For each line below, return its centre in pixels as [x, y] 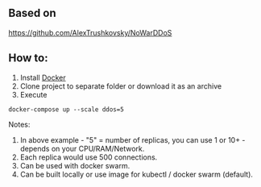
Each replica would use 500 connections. [89, 157]
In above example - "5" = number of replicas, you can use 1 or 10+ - [133, 139]
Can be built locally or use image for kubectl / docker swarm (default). [137, 174]
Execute [33, 94]
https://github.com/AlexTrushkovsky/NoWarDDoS [90, 32]
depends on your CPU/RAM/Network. [82, 148]
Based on [32, 13]
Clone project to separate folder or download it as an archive [121, 86]
